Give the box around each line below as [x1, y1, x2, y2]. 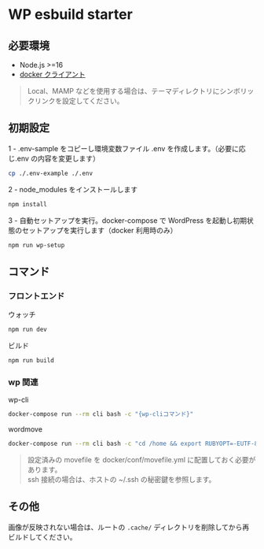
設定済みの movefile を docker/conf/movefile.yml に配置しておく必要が [27, 454, 256, 464]
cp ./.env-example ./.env [8, 169, 93, 177]
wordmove [8, 425, 43, 434]
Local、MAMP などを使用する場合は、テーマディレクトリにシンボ [27, 87, 241, 95]
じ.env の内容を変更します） [8, 154, 101, 163]
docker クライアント [19, 69, 86, 79]
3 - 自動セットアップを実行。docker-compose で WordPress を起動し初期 [8, 215, 247, 225]
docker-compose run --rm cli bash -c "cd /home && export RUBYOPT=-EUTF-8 [8, 440, 258, 448]
